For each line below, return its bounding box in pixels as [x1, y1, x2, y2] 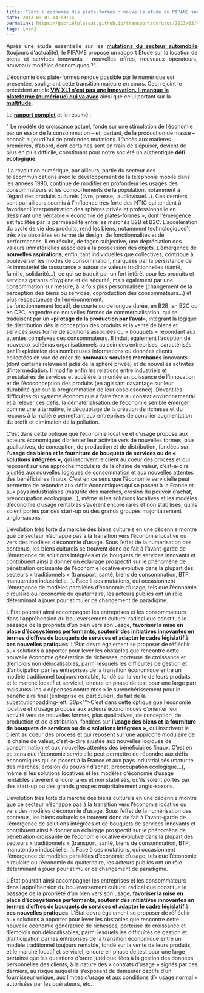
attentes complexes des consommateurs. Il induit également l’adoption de [6, 334, 191, 342]
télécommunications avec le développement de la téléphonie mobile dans [6, 174, 190, 181]
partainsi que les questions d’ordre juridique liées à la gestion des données [6, 954, 194, 962]
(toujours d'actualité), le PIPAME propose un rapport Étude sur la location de [6, 49, 198, 56]
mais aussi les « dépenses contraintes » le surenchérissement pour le [6, 686, 181, 693]
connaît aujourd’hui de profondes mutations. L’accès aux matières [6, 136, 171, 143]
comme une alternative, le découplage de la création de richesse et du [6, 405, 183, 413]
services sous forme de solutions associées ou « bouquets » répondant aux [6, 328, 196, 336]
